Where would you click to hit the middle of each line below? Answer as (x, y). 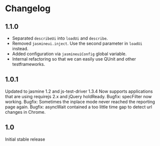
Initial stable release (25, 139)
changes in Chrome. (25, 112)
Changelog (28, 9)
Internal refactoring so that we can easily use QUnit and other (74, 59)
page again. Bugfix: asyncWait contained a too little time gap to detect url (79, 107)
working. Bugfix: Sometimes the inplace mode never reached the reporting (80, 102)
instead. (20, 49)
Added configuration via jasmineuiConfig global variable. (69, 54)
